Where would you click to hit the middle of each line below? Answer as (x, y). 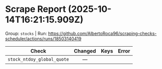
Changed (85, 51)
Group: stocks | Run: (26, 33)
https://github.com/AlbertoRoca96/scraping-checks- (102, 33)
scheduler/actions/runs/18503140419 (43, 39)
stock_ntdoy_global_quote (38, 59)
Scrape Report (36, 9)
